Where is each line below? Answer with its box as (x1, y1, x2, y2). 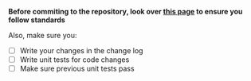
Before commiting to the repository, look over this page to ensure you (8, 7, 243, 16)
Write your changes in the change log (19, 46, 143, 55)
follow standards (8, 15, 65, 25)
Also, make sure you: (8, 31, 77, 40)
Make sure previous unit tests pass (19, 64, 135, 74)
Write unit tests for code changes (19, 55, 130, 64)
